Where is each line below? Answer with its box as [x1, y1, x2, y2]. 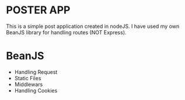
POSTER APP [6, 3, 71, 17]
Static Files [14, 74, 41, 81]
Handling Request [14, 68, 58, 76]
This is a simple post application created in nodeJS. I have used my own [6, 23, 180, 30]
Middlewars [14, 81, 43, 88]
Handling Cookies [14, 87, 58, 94]
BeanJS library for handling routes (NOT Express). [6, 28, 127, 35]
